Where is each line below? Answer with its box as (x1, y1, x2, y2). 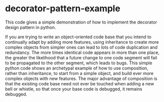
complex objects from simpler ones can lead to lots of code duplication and (5, 44, 158, 50)
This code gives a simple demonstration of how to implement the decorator (5, 19, 157, 25)
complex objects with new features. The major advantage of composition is (5, 76, 158, 81)
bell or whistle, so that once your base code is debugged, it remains (5, 86, 142, 92)
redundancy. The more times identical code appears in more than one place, (5, 50, 160, 55)
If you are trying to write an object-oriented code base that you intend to (5, 34, 152, 40)
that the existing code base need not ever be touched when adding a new (5, 80, 154, 86)
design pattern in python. (5, 24, 56, 30)
